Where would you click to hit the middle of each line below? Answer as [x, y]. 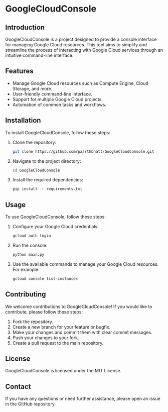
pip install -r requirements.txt [47, 189]
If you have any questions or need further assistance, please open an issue [83, 399]
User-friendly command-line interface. [52, 94]
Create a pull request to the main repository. [58, 343]
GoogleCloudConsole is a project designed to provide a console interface [81, 39]
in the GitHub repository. [31, 404]
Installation [23, 120]
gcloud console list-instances [45, 279]
